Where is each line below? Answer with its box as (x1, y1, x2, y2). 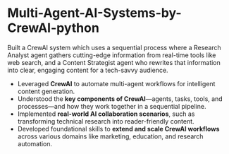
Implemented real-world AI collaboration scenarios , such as (17, 109, 195, 118)
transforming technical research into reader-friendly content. (17, 117, 195, 125)
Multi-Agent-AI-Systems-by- (7, 5, 182, 21)
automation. (17, 139, 53, 148)
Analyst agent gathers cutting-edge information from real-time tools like (7, 51, 216, 59)
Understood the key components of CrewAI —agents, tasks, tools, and (17, 94, 223, 103)
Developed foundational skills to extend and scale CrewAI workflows (17, 124, 220, 133)
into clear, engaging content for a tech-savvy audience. (7, 66, 168, 74)
